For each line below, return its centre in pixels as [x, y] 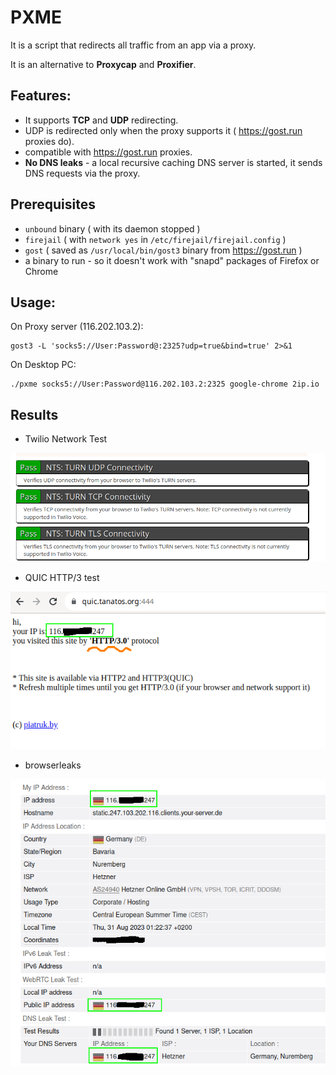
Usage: [33, 302]
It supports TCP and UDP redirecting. [101, 120]
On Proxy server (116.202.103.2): [77, 327]
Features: [41, 96]
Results [34, 414]
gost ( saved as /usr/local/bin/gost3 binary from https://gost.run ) [163, 250]
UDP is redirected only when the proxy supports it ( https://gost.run [163, 130]
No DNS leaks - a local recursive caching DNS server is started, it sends [173, 162]
